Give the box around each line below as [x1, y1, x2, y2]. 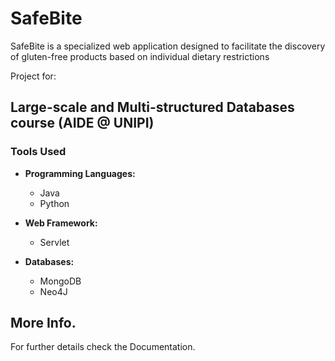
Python [39, 197, 70, 209]
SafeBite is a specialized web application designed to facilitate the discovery [10, 40, 326, 52]
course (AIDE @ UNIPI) [10, 115, 155, 132]
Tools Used [10, 145, 67, 159]
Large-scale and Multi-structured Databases [10, 99, 295, 116]
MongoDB [39, 275, 82, 287]
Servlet [39, 236, 70, 248]
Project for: [10, 70, 57, 82]
